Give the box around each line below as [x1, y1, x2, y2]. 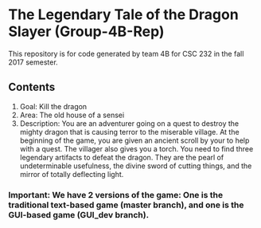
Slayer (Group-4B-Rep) [8, 22, 165, 41]
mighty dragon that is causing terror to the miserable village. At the [19, 127, 240, 136]
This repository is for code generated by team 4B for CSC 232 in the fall [8, 49, 244, 58]
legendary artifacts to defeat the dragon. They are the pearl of [19, 152, 224, 162]
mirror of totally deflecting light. [19, 169, 124, 179]
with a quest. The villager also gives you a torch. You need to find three [19, 143, 254, 153]
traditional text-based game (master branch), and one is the [8, 199, 244, 210]
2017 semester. [8, 57, 58, 67]
